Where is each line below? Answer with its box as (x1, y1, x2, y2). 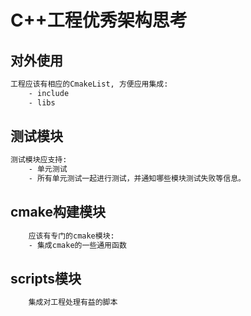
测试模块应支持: (10, 155, 68, 165)
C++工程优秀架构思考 (10, 9, 188, 32)
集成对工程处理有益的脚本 (28, 297, 118, 308)
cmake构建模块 (10, 204, 106, 221)
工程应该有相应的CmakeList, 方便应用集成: (10, 79, 169, 89)
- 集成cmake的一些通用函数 (28, 240, 127, 250)
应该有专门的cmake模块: (28, 231, 115, 241)
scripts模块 (10, 271, 82, 288)
